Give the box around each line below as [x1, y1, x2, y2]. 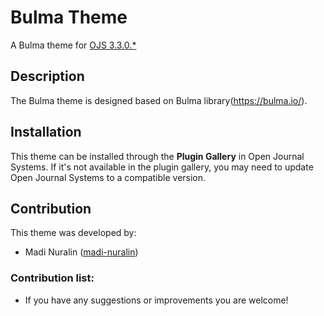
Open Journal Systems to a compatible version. [10, 171, 207, 183]
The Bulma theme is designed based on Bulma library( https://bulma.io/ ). [10, 94, 308, 106]
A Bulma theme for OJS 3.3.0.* [10, 39, 137, 51]
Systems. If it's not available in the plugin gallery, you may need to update [10, 161, 314, 173]
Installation [10, 124, 82, 141]
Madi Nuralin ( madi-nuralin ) [24, 246, 139, 258]
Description [10, 68, 85, 85]
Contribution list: [10, 271, 95, 285]
